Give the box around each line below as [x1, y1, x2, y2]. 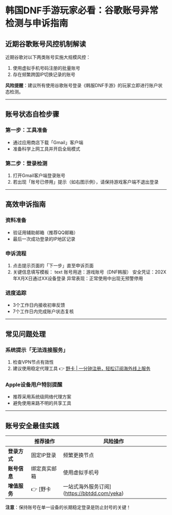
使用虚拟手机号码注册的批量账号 [12, 65, 80, 71]
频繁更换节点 [63, 452, 94, 459]
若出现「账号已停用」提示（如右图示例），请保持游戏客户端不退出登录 [12, 179, 159, 185]
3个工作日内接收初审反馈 [12, 302, 66, 308]
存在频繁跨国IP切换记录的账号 [12, 71, 76, 77]
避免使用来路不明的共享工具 [12, 400, 72, 406]
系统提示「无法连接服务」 [5, 346, 69, 353]
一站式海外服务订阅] [63, 483, 112, 490]
